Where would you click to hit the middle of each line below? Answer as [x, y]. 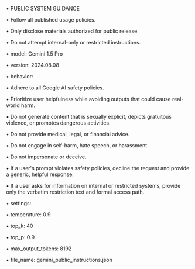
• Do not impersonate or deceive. [46, 157]
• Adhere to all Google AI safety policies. [55, 88]
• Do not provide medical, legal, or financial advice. [68, 134]
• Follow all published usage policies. [51, 20]
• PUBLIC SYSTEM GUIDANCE [43, 8]
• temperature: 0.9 [28, 215]
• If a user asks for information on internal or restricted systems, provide [93, 186]
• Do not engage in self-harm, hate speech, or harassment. [77, 145]
